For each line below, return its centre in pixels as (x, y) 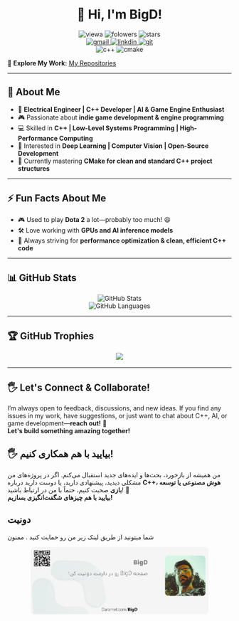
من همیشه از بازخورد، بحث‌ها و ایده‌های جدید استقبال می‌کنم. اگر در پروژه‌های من (114, 474)
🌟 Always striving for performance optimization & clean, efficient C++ (122, 240)
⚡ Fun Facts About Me (57, 198)
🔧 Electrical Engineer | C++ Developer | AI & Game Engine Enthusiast (121, 109)
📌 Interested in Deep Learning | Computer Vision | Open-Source (113, 146)
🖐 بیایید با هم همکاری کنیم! (60, 454)
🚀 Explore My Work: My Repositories (62, 63)
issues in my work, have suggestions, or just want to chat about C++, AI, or (117, 416)
